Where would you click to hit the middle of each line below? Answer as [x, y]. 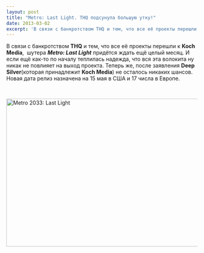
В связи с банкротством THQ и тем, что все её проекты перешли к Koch [101, 46]
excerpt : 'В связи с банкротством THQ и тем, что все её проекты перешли [102, 29]
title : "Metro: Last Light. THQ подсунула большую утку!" [81, 18]
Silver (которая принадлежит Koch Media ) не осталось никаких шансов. [100, 72]
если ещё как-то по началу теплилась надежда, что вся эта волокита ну [100, 59]
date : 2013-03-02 [28, 23]
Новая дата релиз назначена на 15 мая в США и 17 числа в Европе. [93, 78]
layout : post [23, 12]
